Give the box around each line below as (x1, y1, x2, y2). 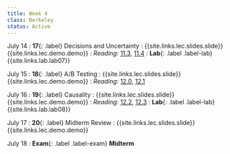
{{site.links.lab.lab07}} (7, 57, 70, 65)
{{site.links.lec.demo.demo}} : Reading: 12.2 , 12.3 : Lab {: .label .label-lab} (7, 98, 215, 106)
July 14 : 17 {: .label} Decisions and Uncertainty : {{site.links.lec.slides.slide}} (7, 42, 223, 50)
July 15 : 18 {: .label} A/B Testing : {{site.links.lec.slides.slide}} (7, 70, 182, 78)
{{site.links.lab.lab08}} (7, 105, 71, 114)
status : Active (7, 23, 51, 30)
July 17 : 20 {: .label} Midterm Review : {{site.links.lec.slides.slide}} (7, 119, 195, 127)
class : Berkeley (7, 17, 54, 23)
